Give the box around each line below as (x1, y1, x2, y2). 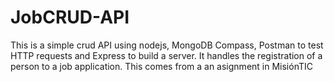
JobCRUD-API (10, 6, 130, 29)
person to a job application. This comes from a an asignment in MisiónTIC (10, 60, 313, 72)
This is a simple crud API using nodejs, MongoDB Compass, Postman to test (10, 39, 324, 51)
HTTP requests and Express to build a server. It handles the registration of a (10, 49, 323, 61)
